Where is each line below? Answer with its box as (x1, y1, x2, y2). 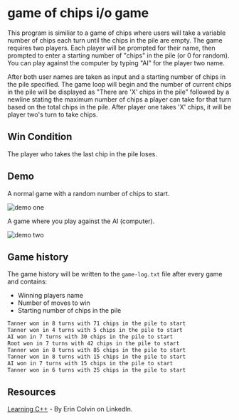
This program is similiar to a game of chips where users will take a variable (7, 28, 226, 37)
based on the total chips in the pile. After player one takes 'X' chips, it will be (7, 102, 232, 111)
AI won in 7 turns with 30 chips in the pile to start (7, 333, 174, 340)
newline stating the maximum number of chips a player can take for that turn (7, 95, 231, 104)
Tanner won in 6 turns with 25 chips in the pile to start (7, 366, 186, 374)
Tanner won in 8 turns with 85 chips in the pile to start (7, 346, 186, 353)
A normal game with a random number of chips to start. (7, 189, 170, 198)
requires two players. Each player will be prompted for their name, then (7, 43, 216, 52)
